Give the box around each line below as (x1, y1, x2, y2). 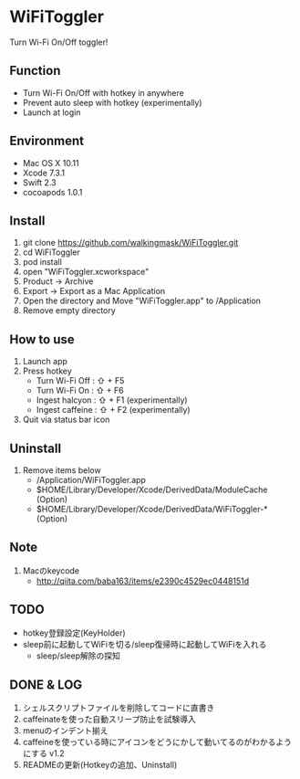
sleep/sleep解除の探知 (36, 650, 120, 661)
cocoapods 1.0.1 (22, 186, 83, 197)
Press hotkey (22, 365, 73, 376)
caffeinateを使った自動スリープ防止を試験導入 (22, 714, 196, 725)
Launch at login (22, 107, 81, 118)
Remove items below (22, 465, 102, 476)
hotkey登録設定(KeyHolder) (22, 627, 126, 638)
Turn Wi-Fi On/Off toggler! (9, 37, 109, 47)
